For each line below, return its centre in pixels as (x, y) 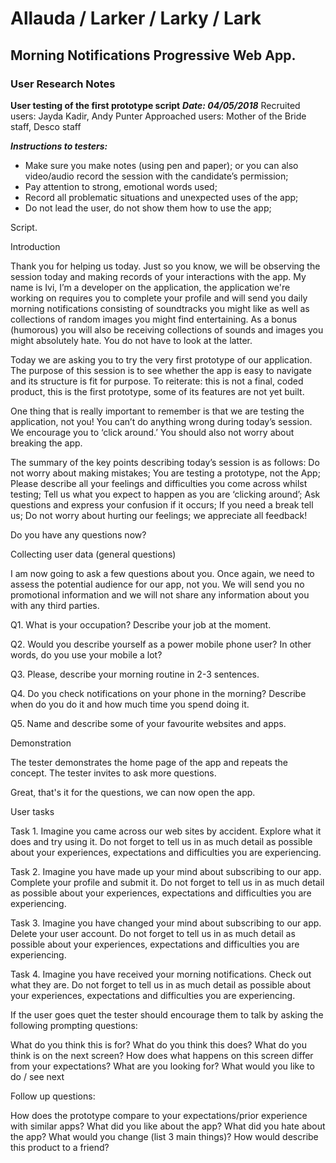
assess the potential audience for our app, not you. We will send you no (157, 584)
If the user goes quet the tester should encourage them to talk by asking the (167, 1014)
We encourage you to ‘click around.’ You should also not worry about (152, 432)
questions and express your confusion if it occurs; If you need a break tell (162, 504)
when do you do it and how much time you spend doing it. (130, 704)
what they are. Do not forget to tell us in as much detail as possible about (161, 984)
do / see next (37, 1076)
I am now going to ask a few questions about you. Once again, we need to (162, 573)
